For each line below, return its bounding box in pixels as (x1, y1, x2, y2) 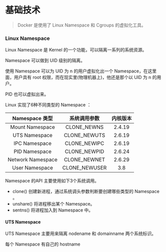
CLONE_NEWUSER (62, 164, 107, 171)
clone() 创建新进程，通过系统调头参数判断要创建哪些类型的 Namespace (12, 188, 160, 194)
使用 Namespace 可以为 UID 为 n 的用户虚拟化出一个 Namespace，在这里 (5, 68, 157, 74)
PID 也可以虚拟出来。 (5, 91, 49, 97)
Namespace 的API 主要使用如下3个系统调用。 (5, 178, 99, 184)
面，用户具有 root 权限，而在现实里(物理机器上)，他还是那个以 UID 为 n (5, 74, 151, 80)
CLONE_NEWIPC (64, 140, 104, 147)
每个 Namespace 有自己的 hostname (5, 241, 80, 247)
